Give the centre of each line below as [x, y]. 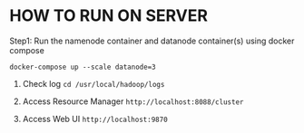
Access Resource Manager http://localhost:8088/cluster [133, 101]
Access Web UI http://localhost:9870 [95, 119]
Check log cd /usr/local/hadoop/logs [93, 83]
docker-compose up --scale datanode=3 [83, 67]
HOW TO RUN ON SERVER [109, 16]
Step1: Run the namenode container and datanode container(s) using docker [152, 41]
